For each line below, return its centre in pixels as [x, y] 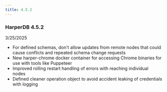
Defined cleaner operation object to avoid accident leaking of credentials [87, 79]
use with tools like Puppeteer [42, 63]
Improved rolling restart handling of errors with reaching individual [80, 68]
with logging [25, 84]
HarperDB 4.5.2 [24, 27]
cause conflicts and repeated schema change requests [69, 52]
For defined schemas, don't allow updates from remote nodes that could [86, 47]
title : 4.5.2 [19, 10]
